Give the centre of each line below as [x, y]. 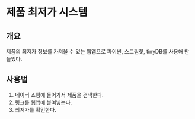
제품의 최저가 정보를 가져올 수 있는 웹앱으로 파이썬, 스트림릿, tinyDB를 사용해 [95, 51]
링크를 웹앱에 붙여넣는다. [43, 102]
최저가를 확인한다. [35, 109]
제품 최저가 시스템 [47, 12]
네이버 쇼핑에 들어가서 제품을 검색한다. [59, 95]
